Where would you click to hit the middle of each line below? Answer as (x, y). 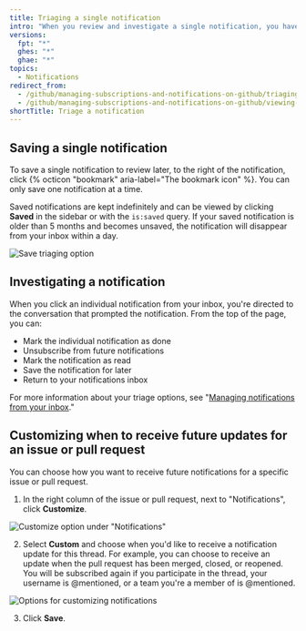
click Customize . (55, 509)
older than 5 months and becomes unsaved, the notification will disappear (148, 226)
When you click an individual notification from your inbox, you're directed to (152, 304)
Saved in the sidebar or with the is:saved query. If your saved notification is (152, 217)
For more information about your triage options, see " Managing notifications (152, 397)
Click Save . (44, 618)
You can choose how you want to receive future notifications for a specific (149, 472)
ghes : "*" (36, 52)
